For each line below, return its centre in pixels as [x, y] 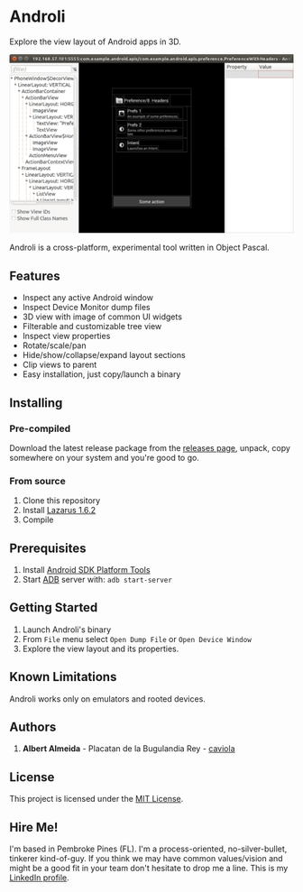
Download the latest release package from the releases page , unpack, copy [150, 447]
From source [37, 481]
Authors [33, 727]
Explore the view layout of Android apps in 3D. [96, 41]
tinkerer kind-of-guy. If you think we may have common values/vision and [146, 859]
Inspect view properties [66, 336]
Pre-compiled [40, 428]
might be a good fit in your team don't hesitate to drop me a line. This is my [149, 869]
